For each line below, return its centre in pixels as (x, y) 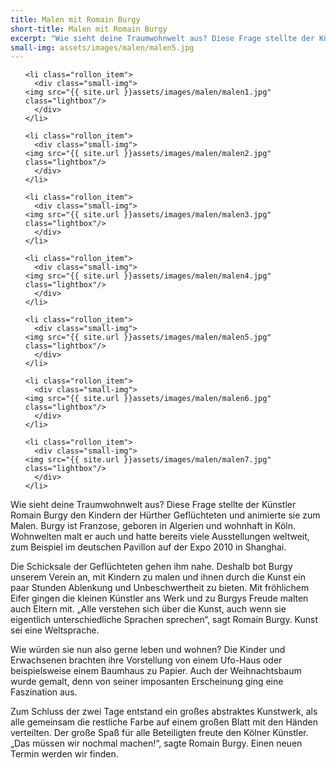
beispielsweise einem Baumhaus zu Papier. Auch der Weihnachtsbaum (156, 671)
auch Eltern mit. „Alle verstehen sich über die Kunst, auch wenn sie (148, 609)
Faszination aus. (44, 692)
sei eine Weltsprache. (55, 630)
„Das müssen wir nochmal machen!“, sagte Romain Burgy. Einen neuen (156, 743)
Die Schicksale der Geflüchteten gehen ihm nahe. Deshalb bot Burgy (151, 567)
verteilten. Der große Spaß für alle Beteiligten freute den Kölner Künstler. (159, 733)
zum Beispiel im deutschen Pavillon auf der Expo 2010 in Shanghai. (148, 547)
